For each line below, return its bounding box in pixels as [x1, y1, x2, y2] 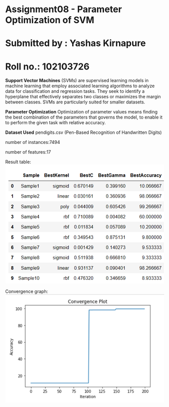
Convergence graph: [5, 288, 48, 294]
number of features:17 [5, 149, 51, 155]
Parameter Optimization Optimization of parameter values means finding [5, 109, 158, 115]
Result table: [5, 159, 31, 165]
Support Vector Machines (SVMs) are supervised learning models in [5, 78, 149, 84]
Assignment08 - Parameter [5, 4, 122, 15]
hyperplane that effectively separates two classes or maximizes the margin [5, 94, 161, 100]
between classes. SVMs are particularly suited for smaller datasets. [5, 99, 145, 105]
